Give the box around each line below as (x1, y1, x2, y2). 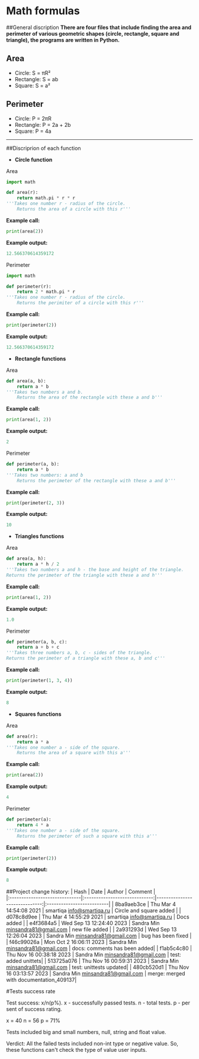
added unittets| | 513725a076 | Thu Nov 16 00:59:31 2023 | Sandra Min (6, 958, 179, 965)
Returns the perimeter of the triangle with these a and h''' (6, 572, 163, 578)
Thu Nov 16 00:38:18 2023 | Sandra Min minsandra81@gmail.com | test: (6, 951, 182, 958)
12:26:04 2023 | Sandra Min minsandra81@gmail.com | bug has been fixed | (6, 932, 192, 939)
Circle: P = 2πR (14, 114, 52, 122)
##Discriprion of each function (6, 144, 81, 152)
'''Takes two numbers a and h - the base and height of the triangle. (6, 567, 184, 573)
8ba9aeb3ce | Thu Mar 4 (114, 901, 176, 908)
